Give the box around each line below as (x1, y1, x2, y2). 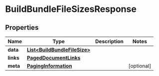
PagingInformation (26, 63, 72, 69)
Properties (5, 23, 39, 32)
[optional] (128, 63, 152, 69)
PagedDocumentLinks (26, 55, 81, 61)
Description (95, 38, 124, 45)
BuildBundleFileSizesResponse (5, 3, 137, 15)
